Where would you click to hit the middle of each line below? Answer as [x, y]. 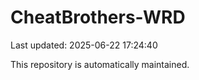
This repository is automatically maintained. [100, 64]
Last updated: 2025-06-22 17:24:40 [84, 45]
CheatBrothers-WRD [98, 17]
